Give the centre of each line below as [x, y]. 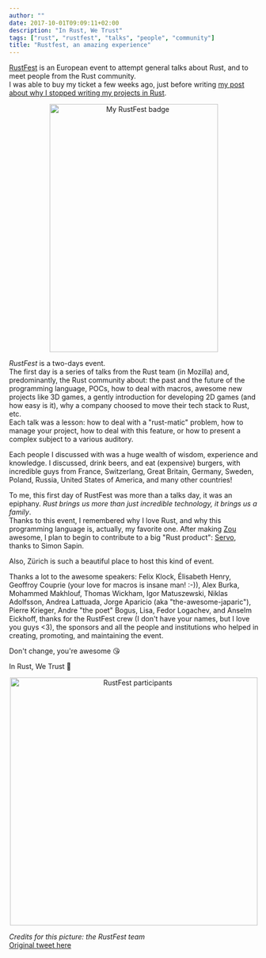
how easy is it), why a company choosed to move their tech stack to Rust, [129, 406]
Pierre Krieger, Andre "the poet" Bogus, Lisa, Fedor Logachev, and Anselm [131, 610]
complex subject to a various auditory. [71, 439]
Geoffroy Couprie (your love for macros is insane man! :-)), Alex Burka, [124, 585]
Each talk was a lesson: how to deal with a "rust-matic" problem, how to [126, 422]
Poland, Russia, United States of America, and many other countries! [121, 480]
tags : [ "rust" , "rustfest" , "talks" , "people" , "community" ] [112, 38]
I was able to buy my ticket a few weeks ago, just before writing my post [127, 85]
